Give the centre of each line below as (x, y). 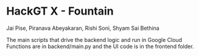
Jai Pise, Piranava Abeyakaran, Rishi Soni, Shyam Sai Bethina (83, 28)
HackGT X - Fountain (60, 11)
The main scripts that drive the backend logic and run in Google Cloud (94, 40)
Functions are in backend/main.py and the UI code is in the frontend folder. (100, 46)
